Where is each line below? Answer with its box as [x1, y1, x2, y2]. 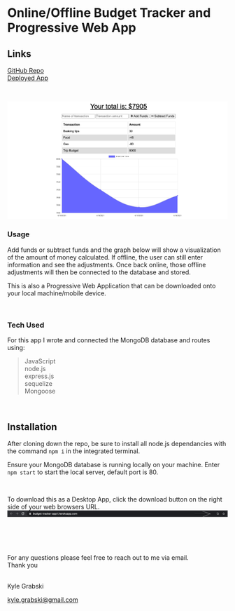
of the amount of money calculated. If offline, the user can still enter [7, 253, 204, 261]
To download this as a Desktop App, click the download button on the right [7, 495, 222, 503]
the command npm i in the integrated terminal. [7, 447, 141, 455]
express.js [24, 372, 55, 380]
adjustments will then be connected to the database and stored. [7, 268, 191, 276]
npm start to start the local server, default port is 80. [7, 468, 159, 476]
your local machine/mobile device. [7, 289, 106, 297]
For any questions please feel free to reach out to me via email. [7, 553, 189, 562]
